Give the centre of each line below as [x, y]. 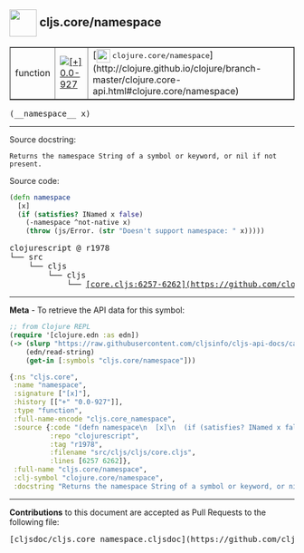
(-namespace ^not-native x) [78, 223]
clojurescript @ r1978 [60, 248]
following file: [34, 521]
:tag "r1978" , [76, 444]
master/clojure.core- [137, 80]
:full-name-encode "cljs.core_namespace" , [95, 419]
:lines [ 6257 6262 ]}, [90, 461]
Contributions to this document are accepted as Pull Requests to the [138, 512]
